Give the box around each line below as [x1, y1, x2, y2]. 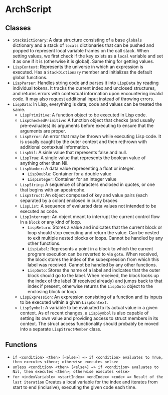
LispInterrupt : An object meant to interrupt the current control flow [20, 214, 160, 220]
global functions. [12, 75, 48, 80]
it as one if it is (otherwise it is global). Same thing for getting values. [12, 58, 154, 64]
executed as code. [20, 208, 59, 214]
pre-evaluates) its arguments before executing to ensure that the [20, 122, 154, 128]
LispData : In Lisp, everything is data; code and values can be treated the [12, 101, 162, 107]
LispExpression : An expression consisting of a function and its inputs [20, 294, 163, 300]
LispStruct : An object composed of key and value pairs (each [20, 192, 148, 198]
